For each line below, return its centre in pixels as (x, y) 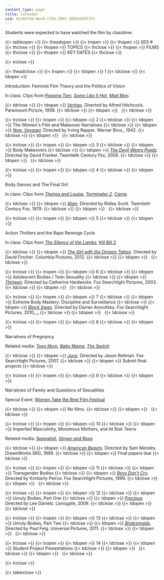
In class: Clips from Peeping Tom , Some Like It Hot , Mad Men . (68, 95)
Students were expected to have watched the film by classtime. (69, 33)
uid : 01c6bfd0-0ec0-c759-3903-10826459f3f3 (50, 19)
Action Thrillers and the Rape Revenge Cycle (50, 233)
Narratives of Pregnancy (30, 337)
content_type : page (25, 10)
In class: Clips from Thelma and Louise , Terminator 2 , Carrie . (67, 194)
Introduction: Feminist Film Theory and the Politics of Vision (65, 86)
